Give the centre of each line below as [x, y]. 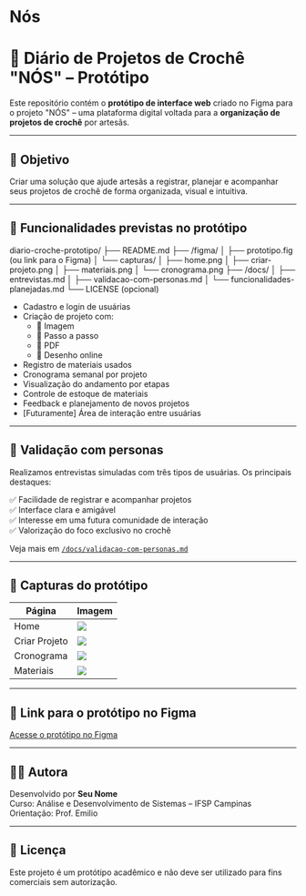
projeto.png [31, 270]
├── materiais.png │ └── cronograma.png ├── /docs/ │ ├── [179, 270]
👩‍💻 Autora [39, 772]
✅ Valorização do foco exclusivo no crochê [90, 530]
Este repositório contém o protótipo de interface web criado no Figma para [151, 103]
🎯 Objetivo [40, 160]
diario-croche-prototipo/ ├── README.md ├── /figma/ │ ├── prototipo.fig [151, 250]
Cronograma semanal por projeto [85, 374]
